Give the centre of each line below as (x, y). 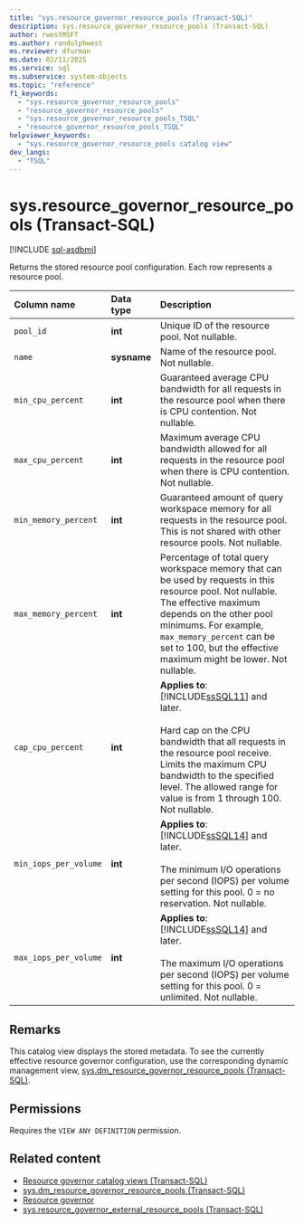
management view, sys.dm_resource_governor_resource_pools (127, 1071)
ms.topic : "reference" (52, 85)
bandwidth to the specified (217, 776)
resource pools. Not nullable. (221, 543)
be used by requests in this (217, 580)
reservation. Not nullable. (213, 904)
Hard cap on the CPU (205, 731)
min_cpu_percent (49, 400)
